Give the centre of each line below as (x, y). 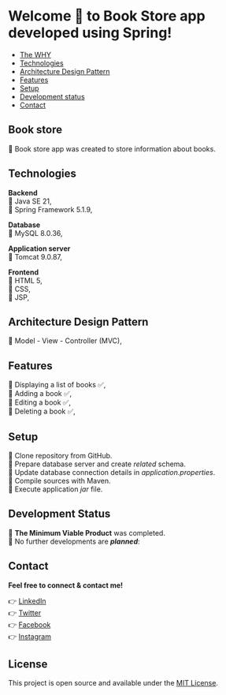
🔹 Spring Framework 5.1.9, (50, 209)
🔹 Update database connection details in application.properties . (112, 472)
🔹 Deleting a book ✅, (42, 411)
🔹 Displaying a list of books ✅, (57, 385)
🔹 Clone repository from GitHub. (60, 456)
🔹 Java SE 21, (30, 201)
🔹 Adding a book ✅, (40, 394)
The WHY (35, 54)
